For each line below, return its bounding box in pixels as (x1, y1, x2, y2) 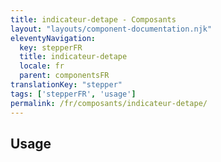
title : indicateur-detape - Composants (10, 14, 177, 25)
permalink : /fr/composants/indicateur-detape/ (10, 98, 208, 108)
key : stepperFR (19, 42, 83, 53)
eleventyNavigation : (10, 33, 97, 43)
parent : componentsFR (19, 71, 110, 81)
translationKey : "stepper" (10, 80, 123, 90)
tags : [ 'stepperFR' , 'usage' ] (10, 89, 137, 99)
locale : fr (19, 61, 65, 71)
